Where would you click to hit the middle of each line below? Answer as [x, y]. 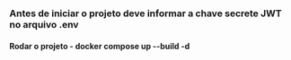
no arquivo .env [44, 24]
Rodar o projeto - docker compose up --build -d [100, 46]
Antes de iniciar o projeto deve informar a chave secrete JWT [145, 13]
